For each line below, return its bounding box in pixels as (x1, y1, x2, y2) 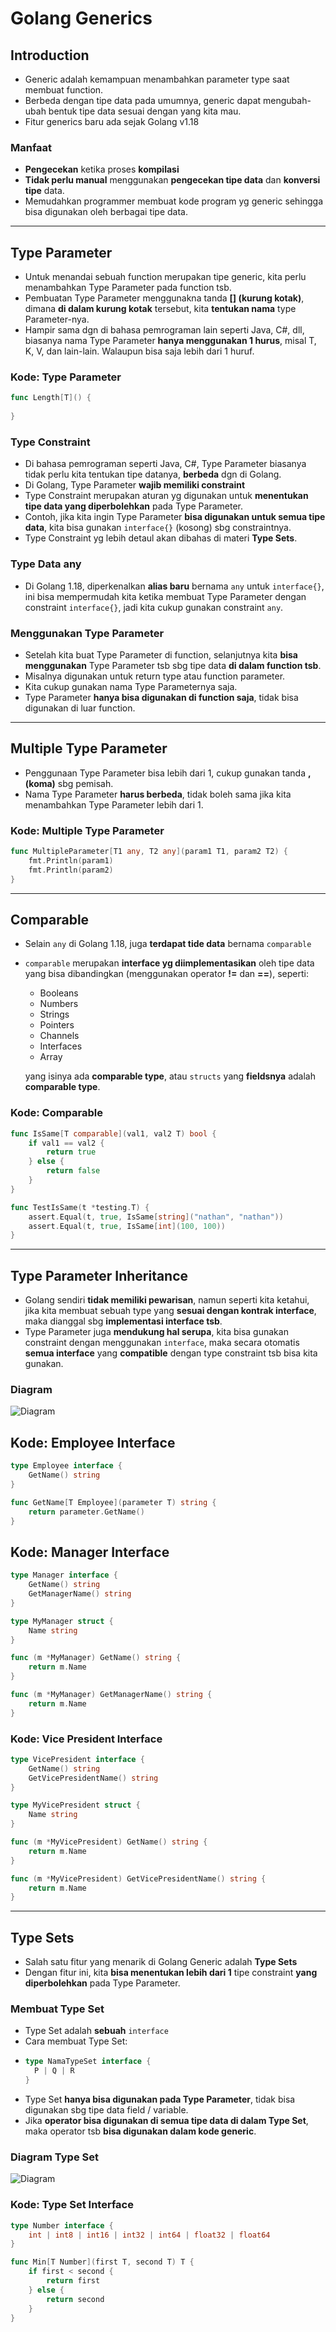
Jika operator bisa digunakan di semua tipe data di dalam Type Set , (24, 2115, 309, 2127)
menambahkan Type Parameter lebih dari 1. (24, 798, 204, 811)
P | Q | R (34, 2066, 75, 2076)
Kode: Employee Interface (10, 1434, 176, 1451)
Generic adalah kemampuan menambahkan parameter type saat (24, 73, 290, 85)
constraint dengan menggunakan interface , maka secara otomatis (24, 1337, 300, 1349)
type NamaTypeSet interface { (24, 2057, 152, 2067)
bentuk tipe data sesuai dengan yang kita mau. (48, 105, 242, 117)
